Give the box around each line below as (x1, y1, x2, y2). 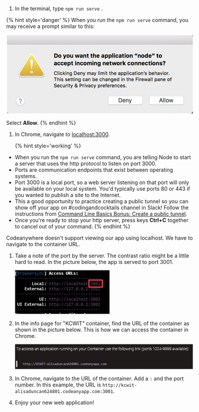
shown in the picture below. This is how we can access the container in (14, 326, 189, 333)
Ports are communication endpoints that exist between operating (14, 166, 174, 173)
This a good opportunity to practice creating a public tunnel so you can (14, 198, 188, 205)
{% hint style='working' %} (14, 142, 81, 149)
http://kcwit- (102, 382, 137, 388)
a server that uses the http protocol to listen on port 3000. (14, 160, 157, 167)
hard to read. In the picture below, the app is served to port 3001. (14, 258, 174, 265)
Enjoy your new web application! (14, 399, 95, 406)
